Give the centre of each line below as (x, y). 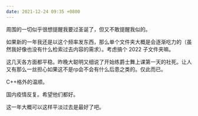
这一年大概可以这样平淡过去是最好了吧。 (55, 107)
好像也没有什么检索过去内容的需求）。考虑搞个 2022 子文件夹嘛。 (95, 49)
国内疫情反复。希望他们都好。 (42, 94)
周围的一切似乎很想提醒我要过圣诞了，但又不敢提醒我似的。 (78, 29)
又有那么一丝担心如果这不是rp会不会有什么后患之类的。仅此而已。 (86, 69)
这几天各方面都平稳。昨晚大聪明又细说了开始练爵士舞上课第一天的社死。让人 (99, 62)
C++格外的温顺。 (27, 82)
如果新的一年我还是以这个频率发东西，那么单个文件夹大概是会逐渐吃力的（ (96, 41)
